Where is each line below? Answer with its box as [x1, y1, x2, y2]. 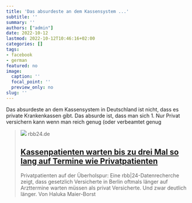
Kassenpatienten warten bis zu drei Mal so [20, 147, 179, 157]
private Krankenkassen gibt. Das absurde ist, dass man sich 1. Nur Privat [6, 112, 180, 119]
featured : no [6, 62, 38, 69]
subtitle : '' [6, 14, 38, 20]
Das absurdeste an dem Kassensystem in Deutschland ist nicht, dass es [6, 106, 179, 113]
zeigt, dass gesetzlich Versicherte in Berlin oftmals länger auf [20, 178, 168, 185]
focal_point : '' [11, 79, 51, 85]
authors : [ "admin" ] [6, 24, 54, 31]
